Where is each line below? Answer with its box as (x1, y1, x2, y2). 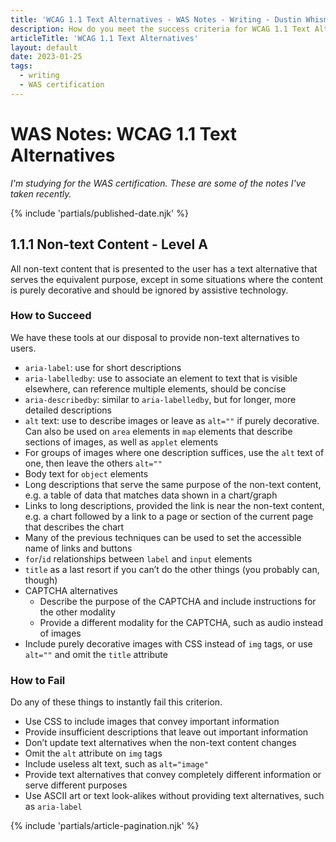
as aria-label (24, 801, 83, 813)
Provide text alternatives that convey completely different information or (24, 769, 322, 781)
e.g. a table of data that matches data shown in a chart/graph (24, 489, 278, 501)
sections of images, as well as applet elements (24, 436, 219, 448)
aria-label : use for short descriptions (24, 361, 182, 373)
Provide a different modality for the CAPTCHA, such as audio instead (39, 616, 323, 628)
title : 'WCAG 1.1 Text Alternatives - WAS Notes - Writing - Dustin (10, 14, 302, 25)
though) (24, 574, 58, 586)
